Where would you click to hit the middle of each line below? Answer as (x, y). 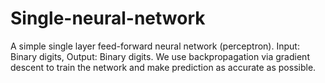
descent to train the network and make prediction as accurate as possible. (163, 67)
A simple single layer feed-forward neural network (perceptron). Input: (155, 46)
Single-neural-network (108, 18)
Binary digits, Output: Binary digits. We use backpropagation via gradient (160, 56)
